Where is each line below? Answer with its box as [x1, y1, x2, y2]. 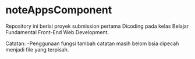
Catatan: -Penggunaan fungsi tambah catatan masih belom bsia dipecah [5, 40, 179, 47]
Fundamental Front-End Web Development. [5, 28, 109, 35]
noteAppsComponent [5, 3, 112, 17]
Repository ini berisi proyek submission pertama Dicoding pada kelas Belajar [5, 23, 189, 30]
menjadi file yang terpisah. [5, 46, 69, 53]
